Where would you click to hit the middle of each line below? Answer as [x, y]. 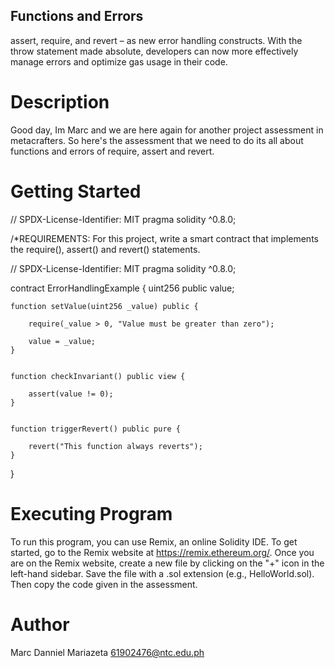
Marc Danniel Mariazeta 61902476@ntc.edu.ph [107, 652]
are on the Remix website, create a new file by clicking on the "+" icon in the [167, 563]
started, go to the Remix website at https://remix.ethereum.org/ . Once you [162, 552]
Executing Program [91, 513]
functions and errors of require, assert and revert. [112, 151]
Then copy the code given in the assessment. [104, 584]
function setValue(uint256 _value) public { [104, 306]
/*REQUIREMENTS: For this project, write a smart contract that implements [164, 238]
